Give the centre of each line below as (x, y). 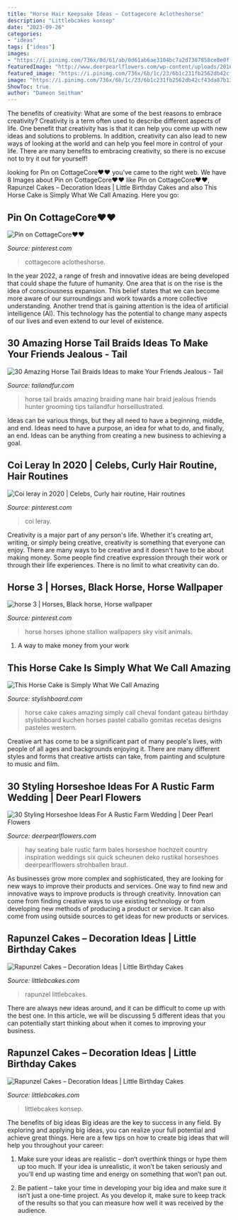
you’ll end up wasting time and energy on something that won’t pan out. (122, 1174)
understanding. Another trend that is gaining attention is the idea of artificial (118, 305)
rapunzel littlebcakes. (56, 994)
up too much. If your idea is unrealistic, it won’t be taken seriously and (120, 1166)
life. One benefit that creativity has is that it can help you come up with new (118, 129)
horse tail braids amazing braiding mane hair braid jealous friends (120, 399)
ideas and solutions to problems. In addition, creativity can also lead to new (117, 136)
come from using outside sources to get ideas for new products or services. (118, 916)
